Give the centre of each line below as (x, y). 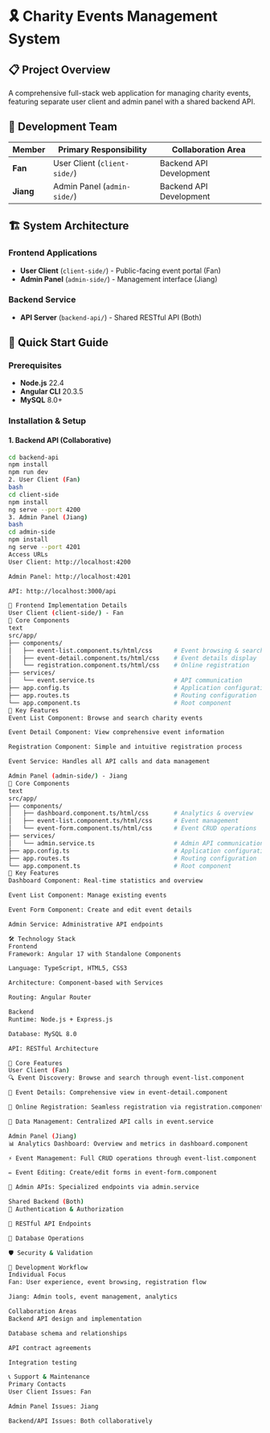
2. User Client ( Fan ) (45, 480)
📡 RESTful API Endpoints (50, 1224)
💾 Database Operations (46, 1238)
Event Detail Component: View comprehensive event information (117, 733)
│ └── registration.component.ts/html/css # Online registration (129, 666)
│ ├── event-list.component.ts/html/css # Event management (124, 821)
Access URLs (28, 554)
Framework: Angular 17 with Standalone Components (95, 954)
